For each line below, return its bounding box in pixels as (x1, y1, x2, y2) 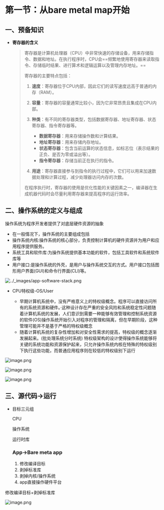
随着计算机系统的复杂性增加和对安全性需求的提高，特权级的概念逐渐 (19, 329, 157, 335)
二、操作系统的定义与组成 (5, 207, 82, 215)
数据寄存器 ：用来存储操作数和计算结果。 (39, 133, 121, 139)
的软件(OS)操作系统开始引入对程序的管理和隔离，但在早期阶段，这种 (19, 317, 158, 323)
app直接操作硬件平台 (19, 479, 62, 485)
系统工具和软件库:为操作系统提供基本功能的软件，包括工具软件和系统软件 (12, 249, 160, 255)
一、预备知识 (5, 26, 44, 34)
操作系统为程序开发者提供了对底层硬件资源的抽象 (5, 220, 104, 226)
